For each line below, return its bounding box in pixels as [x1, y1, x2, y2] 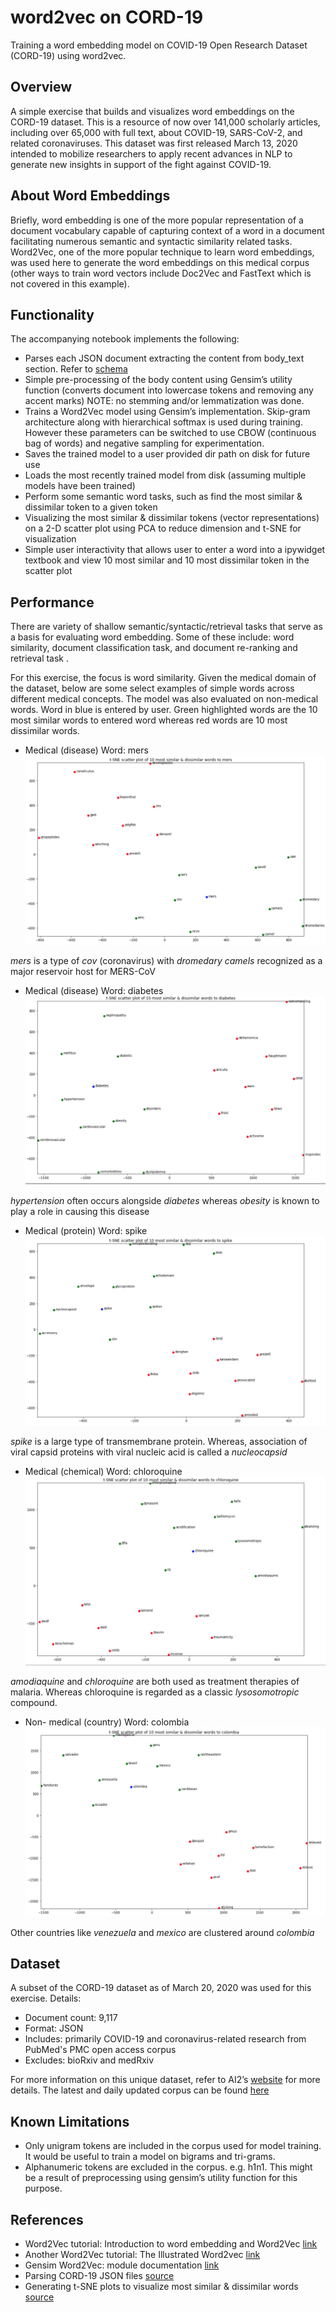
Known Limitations [10, 2113, 130, 2130]
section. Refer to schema [24, 363, 128, 375]
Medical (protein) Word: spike [24, 1225, 148, 1237]
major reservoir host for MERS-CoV [10, 965, 156, 977]
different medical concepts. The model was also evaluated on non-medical [10, 693, 319, 705]
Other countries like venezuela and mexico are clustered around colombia [10, 1926, 315, 1938]
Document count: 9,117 [24, 2012, 118, 2024]
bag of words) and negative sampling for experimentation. [24, 437, 265, 450]
